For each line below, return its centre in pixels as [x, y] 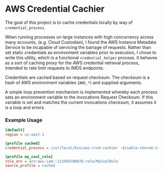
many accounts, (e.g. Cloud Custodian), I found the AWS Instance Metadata [81, 42]
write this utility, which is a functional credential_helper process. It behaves [81, 57]
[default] [15, 130]
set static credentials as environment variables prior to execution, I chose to [81, 52]
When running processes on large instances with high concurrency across [79, 37]
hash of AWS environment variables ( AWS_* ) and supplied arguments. [74, 82]
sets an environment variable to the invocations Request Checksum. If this [79, 97]
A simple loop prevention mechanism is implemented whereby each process [81, 92]
